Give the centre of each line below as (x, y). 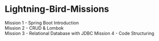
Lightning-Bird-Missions (57, 9)
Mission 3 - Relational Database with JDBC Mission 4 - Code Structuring (79, 33)
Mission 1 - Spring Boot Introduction (42, 23)
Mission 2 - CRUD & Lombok (34, 28)
